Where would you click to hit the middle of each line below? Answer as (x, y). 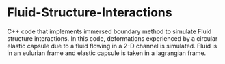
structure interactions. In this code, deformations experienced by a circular (112, 38)
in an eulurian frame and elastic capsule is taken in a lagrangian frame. (107, 53)
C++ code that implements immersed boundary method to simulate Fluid (109, 31)
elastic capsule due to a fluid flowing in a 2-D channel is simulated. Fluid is (112, 46)
